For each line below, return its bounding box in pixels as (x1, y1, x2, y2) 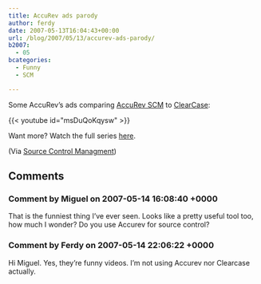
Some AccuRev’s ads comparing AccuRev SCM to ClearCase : (8, 100, 211, 109)
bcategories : (8, 57, 52, 65)
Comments (8, 169, 65, 183)
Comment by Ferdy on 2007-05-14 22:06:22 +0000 (8, 240, 214, 251)
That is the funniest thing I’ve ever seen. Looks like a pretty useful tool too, (8, 211, 254, 221)
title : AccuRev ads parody (8, 11, 98, 20)
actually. (8, 266, 36, 276)
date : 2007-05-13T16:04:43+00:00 (8, 26, 120, 34)
